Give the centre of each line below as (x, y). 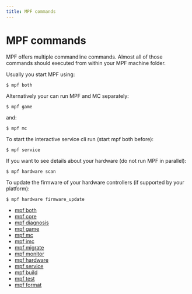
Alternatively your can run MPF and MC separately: (68, 96)
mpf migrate (29, 247)
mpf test (25, 278)
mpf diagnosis (32, 223)
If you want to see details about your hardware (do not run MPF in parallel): (96, 160)
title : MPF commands (31, 11)
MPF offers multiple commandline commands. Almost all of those (84, 57)
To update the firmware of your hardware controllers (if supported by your (95, 182)
